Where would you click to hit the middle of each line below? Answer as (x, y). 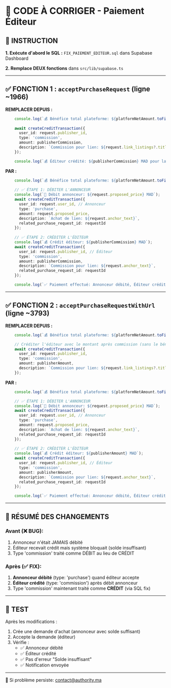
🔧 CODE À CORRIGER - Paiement (75, 11)
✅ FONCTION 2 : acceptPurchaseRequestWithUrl (80, 305)
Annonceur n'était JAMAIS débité (48, 542)
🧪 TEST (17, 609)
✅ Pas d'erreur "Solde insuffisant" (56, 659)
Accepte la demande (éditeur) (44, 637)
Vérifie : (21, 642)
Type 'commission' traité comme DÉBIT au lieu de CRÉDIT (74, 553)
